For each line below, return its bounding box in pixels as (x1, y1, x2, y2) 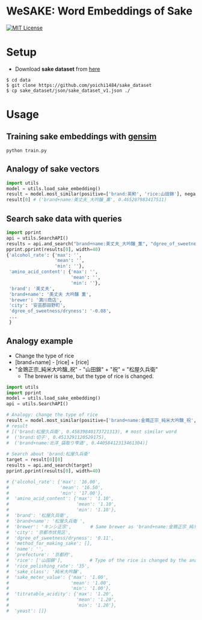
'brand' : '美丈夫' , (8, 286, 55, 292)
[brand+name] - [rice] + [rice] (14, 358, 89, 366)
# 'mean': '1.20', (6, 596, 117, 603)
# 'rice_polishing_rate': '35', (6, 563, 90, 569)
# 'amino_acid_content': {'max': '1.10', (6, 496, 114, 502)
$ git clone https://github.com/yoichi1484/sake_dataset (6, 82, 152, 88)
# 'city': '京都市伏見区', (6, 529, 71, 535)
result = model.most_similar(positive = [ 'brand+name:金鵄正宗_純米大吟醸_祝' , (6, 418, 197, 424)
